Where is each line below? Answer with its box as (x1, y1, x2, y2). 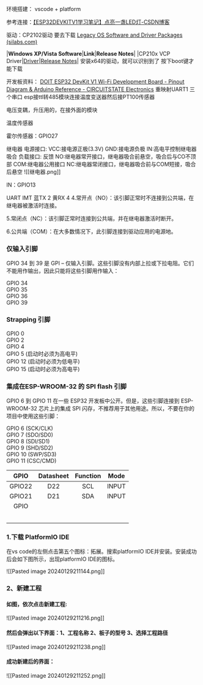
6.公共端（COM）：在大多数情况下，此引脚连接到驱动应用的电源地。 (6, 228, 177, 235)
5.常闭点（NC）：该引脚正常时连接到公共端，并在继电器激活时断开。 (6, 215, 177, 222)
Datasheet (38, 472, 69, 480)
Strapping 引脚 (6, 316, 51, 324)
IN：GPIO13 (6, 181, 36, 188)
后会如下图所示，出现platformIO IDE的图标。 (6, 555, 118, 563)
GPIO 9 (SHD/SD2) (6, 444, 54, 451)
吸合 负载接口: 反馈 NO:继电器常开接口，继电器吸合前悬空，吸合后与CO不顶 (6, 153, 197, 160)
